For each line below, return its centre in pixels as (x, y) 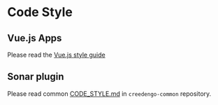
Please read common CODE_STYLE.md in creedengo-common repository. (109, 93)
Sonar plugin (36, 77)
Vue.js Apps (35, 38)
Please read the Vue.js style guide (57, 55)
